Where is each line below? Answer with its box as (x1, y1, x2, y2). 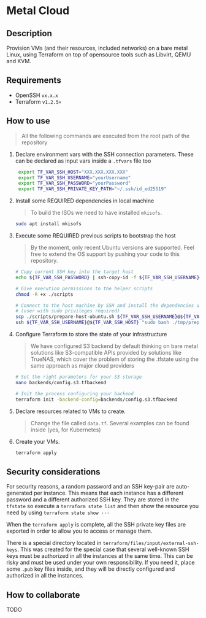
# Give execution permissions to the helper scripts (15, 285, 153, 292)
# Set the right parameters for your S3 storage (15, 374, 142, 380)
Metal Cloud (6, 4, 70, 18)
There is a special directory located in (6, 539, 102, 547)
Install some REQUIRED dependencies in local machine (15, 197, 154, 204)
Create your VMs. (15, 438, 60, 445)
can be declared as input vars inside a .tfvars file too (15, 157, 151, 164)
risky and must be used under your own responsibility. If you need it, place (6, 559, 195, 566)
